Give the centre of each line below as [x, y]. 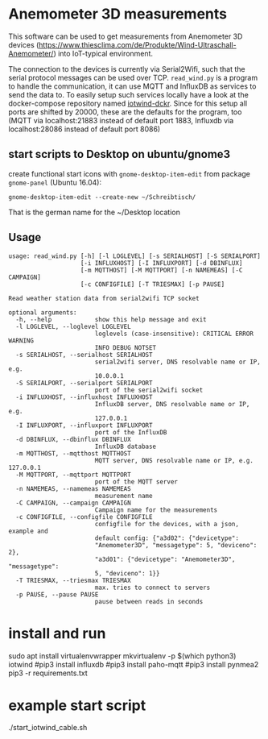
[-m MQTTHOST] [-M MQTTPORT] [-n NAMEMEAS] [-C [161, 270]
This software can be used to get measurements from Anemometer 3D [126, 36]
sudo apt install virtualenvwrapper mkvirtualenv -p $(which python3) [122, 656]
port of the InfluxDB [131, 432]
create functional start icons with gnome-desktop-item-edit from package [130, 173]
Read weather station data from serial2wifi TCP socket [104, 298]
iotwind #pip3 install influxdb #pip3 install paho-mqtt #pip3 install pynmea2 [134, 664]
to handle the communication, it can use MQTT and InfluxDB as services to [132, 86]
